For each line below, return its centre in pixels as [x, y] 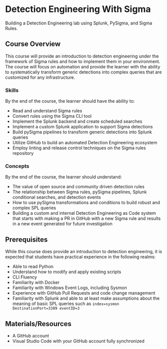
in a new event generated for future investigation [63, 224]
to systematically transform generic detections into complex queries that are [83, 72]
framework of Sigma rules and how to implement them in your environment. [83, 61]
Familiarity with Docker [36, 283]
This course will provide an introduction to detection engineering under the [82, 56]
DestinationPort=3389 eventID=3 [46, 309]
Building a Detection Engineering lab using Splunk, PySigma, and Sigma [79, 23]
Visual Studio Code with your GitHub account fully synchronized [78, 341]
